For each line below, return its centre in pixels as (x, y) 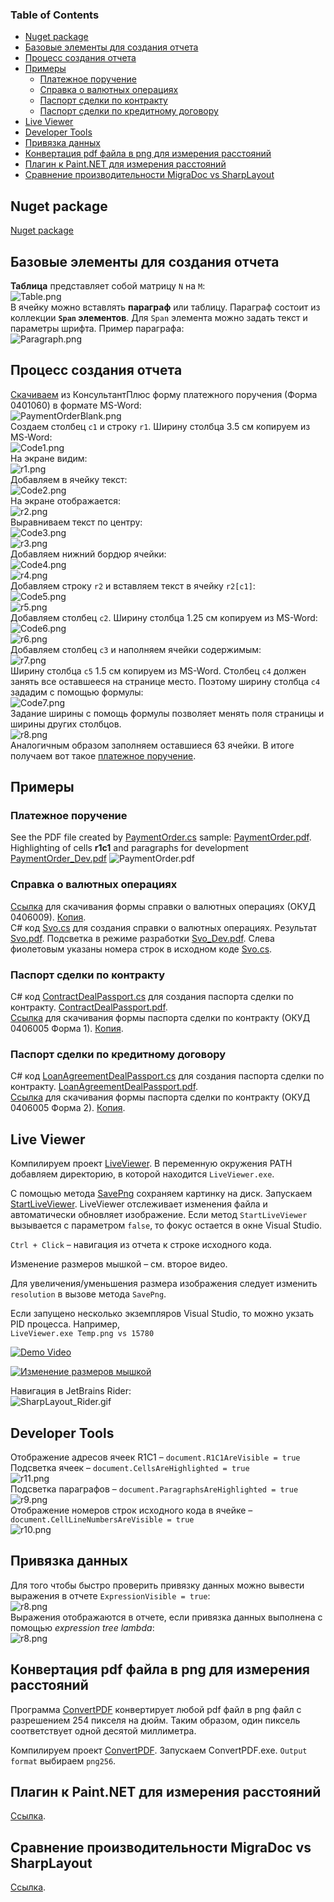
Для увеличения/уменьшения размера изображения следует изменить (164, 1284)
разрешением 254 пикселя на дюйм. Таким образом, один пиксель (155, 1720)
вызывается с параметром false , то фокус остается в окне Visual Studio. (166, 1225)
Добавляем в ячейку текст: (69, 479)
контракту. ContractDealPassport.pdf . (89, 1007)
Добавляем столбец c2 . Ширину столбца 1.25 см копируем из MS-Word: (164, 617)
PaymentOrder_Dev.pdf (58, 859)
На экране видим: (49, 458)
